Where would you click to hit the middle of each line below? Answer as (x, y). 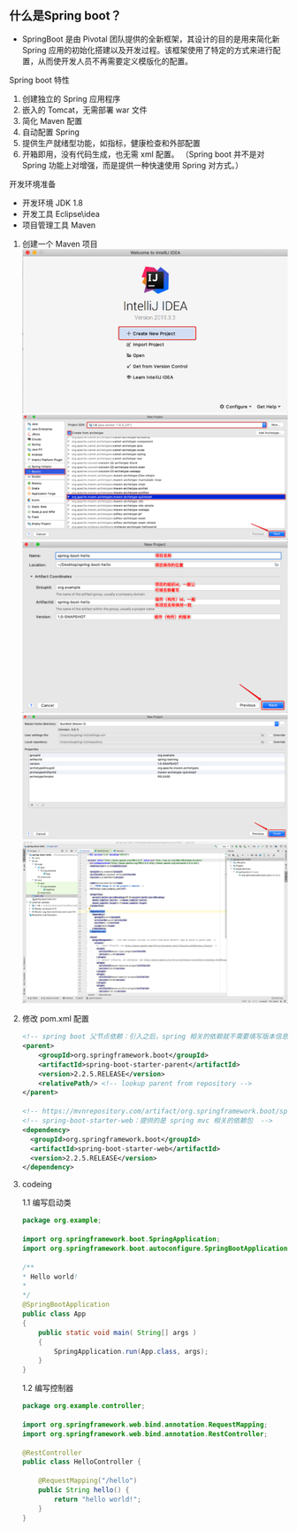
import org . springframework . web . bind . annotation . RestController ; (145, 1434)
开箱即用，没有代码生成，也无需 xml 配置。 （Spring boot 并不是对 (143, 154)
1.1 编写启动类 (46, 1202)
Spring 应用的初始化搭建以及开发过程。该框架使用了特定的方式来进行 (147, 50)
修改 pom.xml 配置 (56, 1019)
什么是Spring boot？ (65, 16)
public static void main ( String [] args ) (118, 1333)
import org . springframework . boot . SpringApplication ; (121, 1240)
